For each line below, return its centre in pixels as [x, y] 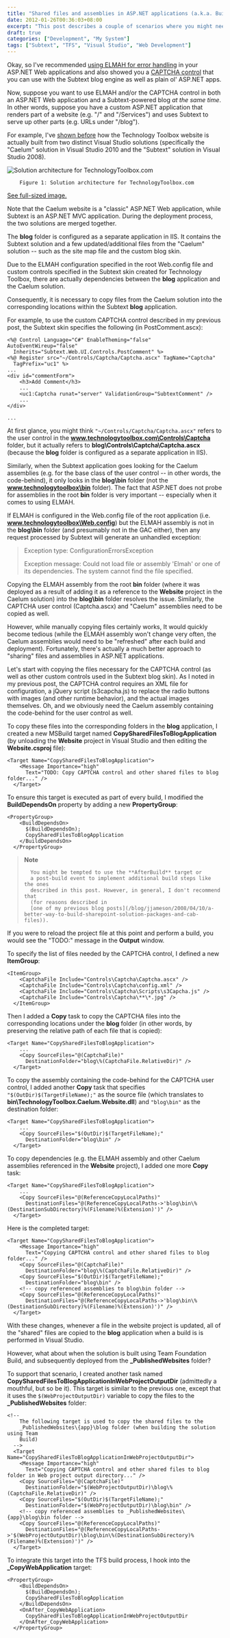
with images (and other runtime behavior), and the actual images [98, 698]
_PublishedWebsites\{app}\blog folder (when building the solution [117, 1428]
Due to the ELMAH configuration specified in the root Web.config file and [110, 264]
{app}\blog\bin [29, 1517]
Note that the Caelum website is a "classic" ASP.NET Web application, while [114, 209]
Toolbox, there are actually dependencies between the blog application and [114, 279]
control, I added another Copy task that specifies [76, 1087]
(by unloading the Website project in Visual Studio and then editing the [107, 741]
